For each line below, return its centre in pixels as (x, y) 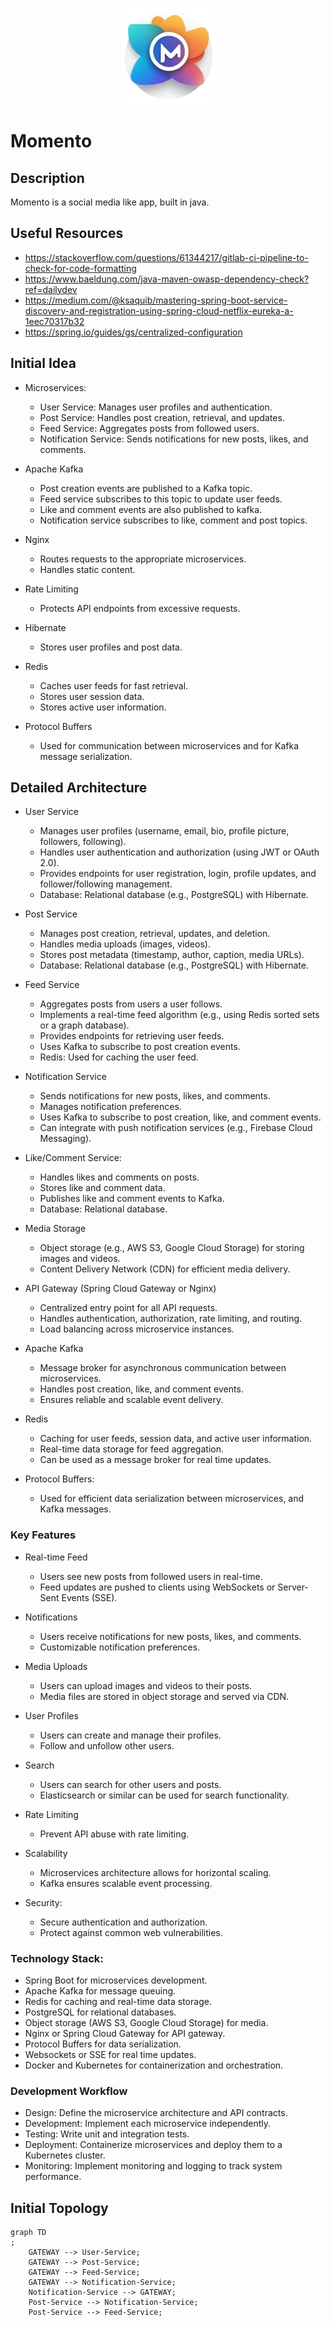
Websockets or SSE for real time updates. (110, 2054)
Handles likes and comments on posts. (119, 1177)
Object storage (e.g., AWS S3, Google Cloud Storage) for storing (172, 1248)
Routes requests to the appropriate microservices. (143, 559)
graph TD (28, 2233)
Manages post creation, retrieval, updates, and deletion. (155, 934)
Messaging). (65, 1139)
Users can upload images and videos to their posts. (146, 1685)
